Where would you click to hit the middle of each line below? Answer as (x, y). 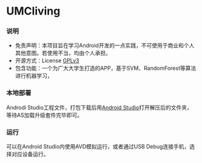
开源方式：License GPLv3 (47, 61)
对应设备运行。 (30, 154)
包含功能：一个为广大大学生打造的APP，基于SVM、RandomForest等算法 (106, 68)
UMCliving (33, 11)
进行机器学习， (34, 76)
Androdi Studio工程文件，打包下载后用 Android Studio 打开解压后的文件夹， (99, 107)
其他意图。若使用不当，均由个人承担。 (63, 53)
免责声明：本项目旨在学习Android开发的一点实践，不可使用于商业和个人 (105, 45)
